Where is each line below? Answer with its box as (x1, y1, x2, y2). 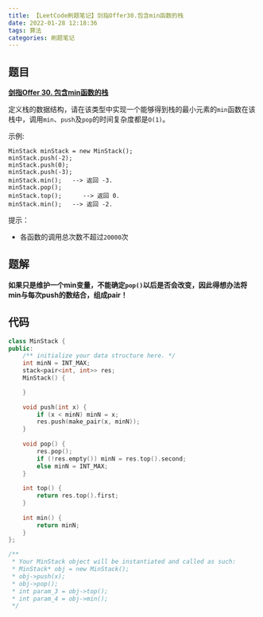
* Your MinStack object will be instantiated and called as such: (11, 557, 237, 566)
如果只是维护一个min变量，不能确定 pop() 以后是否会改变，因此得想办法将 (8, 280, 248, 290)
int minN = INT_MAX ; (22, 359, 91, 368)
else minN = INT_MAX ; (37, 462, 109, 470)
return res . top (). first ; (37, 492, 119, 500)
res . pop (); (37, 447, 73, 455)
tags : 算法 (8, 26, 42, 34)
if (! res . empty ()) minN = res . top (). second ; (37, 454, 187, 463)
